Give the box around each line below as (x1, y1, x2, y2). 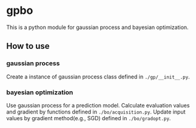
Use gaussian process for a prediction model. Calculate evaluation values (6, 101, 190, 109)
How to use (6, 41, 50, 51)
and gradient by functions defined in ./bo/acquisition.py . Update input (6, 108, 186, 115)
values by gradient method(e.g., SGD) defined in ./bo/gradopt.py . (6, 114, 171, 121)
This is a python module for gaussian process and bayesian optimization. (6, 24, 189, 31)
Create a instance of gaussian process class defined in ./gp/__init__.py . (6, 73, 190, 80)
